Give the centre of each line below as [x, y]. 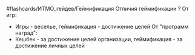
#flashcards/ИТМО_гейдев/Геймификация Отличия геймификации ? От [97, 9]
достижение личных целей [50, 45]
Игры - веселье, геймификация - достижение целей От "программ [102, 27]
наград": [26, 33]
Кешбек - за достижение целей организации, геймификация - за [99, 39]
